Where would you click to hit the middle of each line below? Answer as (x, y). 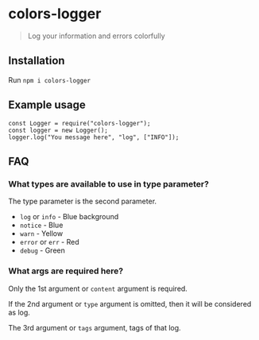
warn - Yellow (41, 234)
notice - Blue (41, 225)
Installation (37, 61)
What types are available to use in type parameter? (108, 184)
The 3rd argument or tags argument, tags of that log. (95, 327)
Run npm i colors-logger (50, 79)
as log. (19, 312)
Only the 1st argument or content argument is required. (98, 288)
